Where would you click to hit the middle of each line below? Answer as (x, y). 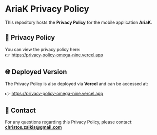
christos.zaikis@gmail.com (33, 127)
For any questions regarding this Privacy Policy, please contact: (69, 122)
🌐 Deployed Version (36, 72)
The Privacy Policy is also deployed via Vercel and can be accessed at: (77, 84)
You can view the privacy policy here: (43, 49)
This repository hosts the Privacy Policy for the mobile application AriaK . (79, 22)
